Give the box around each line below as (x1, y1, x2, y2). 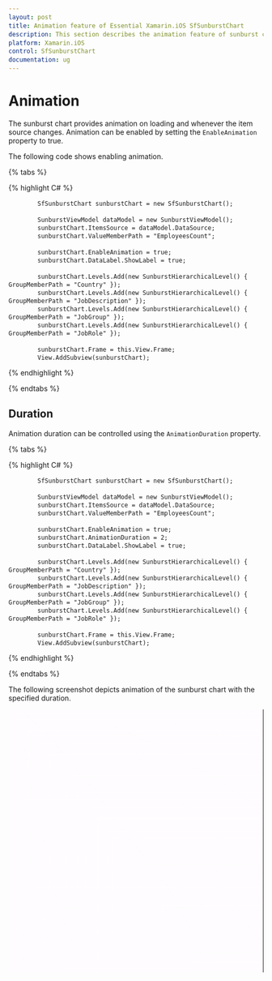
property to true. (8, 135, 63, 145)
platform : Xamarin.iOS (8, 39, 85, 47)
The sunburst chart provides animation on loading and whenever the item (8, 118, 253, 128)
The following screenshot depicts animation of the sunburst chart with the (8, 684, 255, 694)
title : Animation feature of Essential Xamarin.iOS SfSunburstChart (8, 21, 244, 30)
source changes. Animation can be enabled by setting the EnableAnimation (8, 126, 257, 137)
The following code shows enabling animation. (8, 151, 164, 161)
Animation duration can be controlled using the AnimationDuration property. (8, 428, 261, 438)
